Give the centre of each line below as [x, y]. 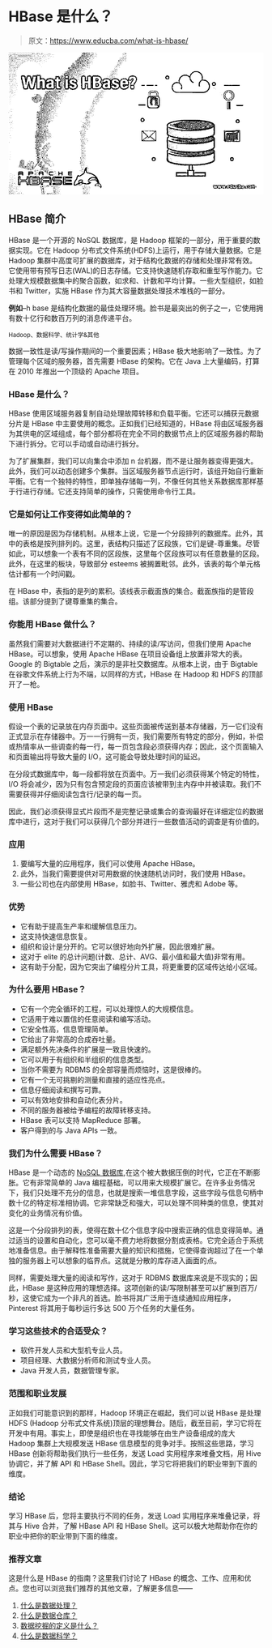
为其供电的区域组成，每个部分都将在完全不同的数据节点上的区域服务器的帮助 [136, 433]
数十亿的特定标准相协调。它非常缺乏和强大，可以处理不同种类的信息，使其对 [136, 1203]
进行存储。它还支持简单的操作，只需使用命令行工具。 [111, 492]
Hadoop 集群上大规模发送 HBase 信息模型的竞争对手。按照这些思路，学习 [131, 1443]
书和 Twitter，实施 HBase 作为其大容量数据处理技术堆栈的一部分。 [119, 290]
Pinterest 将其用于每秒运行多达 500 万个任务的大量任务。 [104, 1309]
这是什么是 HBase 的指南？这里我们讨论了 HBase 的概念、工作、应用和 [126, 1578]
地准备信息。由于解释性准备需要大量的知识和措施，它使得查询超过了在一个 [132, 1251]
